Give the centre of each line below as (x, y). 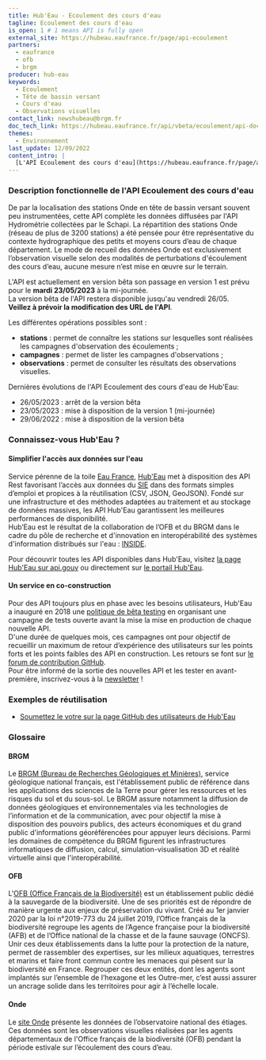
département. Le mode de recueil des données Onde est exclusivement (125, 250)
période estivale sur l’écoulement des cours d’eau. (90, 1047)
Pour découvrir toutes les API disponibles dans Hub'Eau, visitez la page (125, 559)
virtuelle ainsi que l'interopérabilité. (65, 858)
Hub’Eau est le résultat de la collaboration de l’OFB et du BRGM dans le (124, 527)
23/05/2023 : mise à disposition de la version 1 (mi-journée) (117, 411)
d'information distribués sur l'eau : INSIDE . (78, 543)
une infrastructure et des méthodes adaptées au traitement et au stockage (129, 501)
